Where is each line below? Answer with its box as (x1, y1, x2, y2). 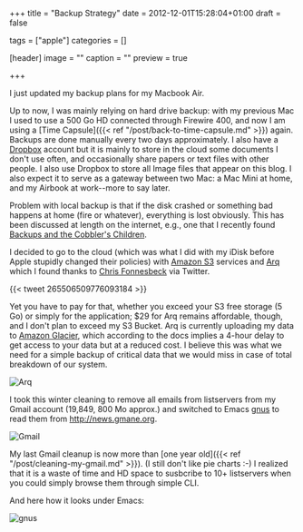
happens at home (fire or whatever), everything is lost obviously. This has (9, 210, 284, 221)
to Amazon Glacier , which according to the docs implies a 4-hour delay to (9, 330, 285, 340)
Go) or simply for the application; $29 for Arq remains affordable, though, (9, 310, 283, 321)
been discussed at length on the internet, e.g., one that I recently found (9, 220, 276, 230)
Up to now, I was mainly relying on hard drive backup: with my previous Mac (9, 105, 295, 116)
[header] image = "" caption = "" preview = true (9, 53, 188, 63)
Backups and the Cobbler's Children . (9, 229, 147, 240)
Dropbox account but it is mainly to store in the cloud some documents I (9, 144, 279, 154)
